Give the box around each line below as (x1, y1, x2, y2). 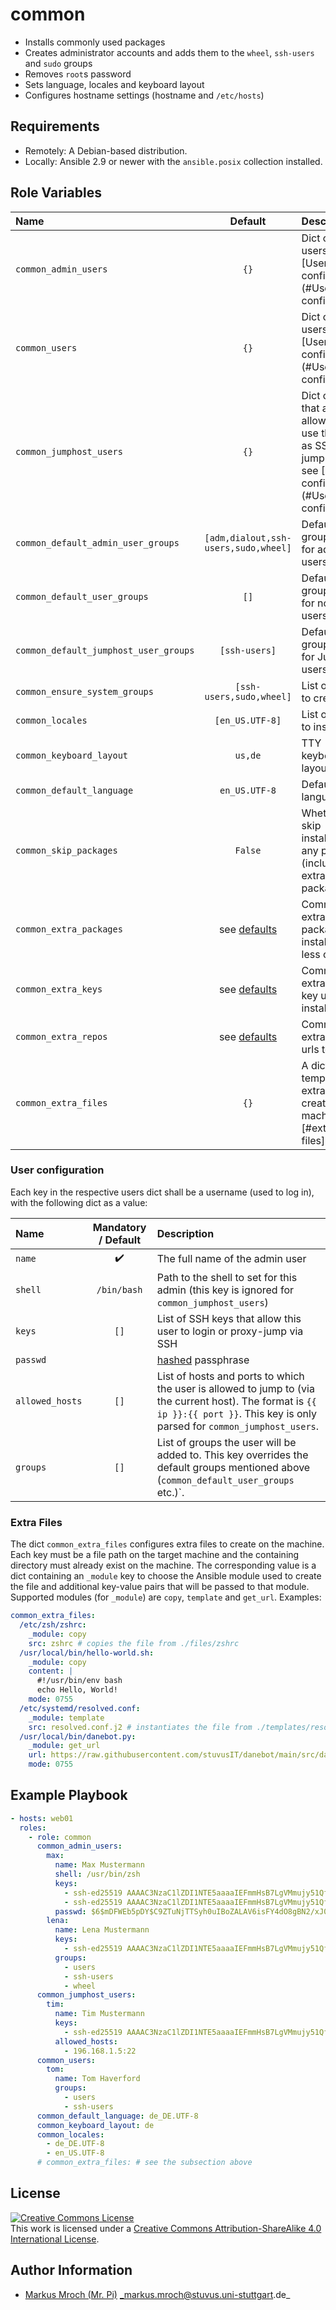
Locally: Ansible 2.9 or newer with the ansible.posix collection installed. (24, 155, 323, 167)
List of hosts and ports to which (156, 1369, 305, 1383)
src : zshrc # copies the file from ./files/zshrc (28, 1638, 240, 1648)
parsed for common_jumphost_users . (156, 1419, 320, 1433)
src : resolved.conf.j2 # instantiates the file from (28, 1722, 253, 1732)
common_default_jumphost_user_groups (15, 644, 195, 656)
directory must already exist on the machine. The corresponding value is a (10, 1559, 317, 1572)
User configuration (10, 1163, 105, 1177)
